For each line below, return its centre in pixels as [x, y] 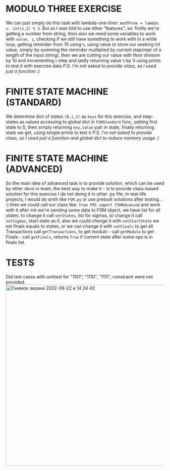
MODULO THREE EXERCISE [64, 9]
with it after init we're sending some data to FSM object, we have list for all [83, 210]
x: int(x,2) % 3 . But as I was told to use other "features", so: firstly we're [82, 28]
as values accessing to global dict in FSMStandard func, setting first [89, 121]
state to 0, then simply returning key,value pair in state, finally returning [80, 127]
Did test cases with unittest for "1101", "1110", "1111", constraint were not [79, 277]
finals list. [16, 242]
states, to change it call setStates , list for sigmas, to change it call [74, 215]
